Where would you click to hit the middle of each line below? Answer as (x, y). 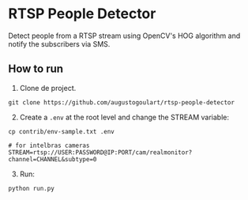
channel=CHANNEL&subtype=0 (53, 159)
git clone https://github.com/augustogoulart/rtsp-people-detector (122, 102)
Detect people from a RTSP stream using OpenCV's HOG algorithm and (124, 36)
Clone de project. (48, 88)
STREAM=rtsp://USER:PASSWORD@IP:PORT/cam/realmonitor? (100, 152)
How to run (36, 69)
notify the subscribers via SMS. (59, 43)
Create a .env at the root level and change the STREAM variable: (124, 117)
